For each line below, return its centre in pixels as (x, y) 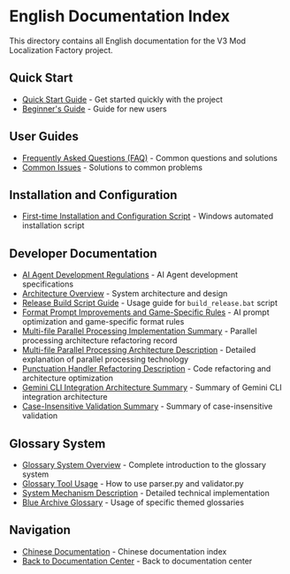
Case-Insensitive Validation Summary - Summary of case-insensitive (147, 406)
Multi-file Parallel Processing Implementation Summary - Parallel (140, 331)
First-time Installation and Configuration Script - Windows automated (148, 216)
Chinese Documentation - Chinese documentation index (124, 551)
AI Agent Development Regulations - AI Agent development (130, 275)
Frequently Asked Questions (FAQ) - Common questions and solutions (150, 157)
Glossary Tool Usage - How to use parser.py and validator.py (133, 483)
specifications (47, 284)
